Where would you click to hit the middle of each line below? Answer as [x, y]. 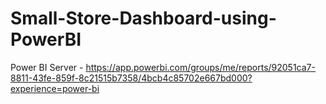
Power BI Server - [47, 67]
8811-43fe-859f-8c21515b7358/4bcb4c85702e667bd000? [131, 78]
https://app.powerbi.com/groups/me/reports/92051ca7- [200, 67]
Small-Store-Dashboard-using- [143, 18]
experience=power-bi [55, 88]
